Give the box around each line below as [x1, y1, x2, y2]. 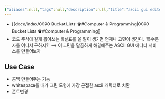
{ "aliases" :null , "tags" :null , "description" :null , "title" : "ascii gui [4, 7, 148, 12]
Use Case [4, 63, 35, 71]
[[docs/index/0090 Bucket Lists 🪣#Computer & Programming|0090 [11, 21, 150, 27]
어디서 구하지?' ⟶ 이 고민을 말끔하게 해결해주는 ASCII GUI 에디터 [21, 42, 148, 48]
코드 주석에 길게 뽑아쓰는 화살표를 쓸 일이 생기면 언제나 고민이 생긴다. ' [11, 36, 147, 42]
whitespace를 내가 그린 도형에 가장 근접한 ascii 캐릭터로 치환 [11, 82, 130, 88]
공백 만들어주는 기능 [11, 76, 50, 82]
